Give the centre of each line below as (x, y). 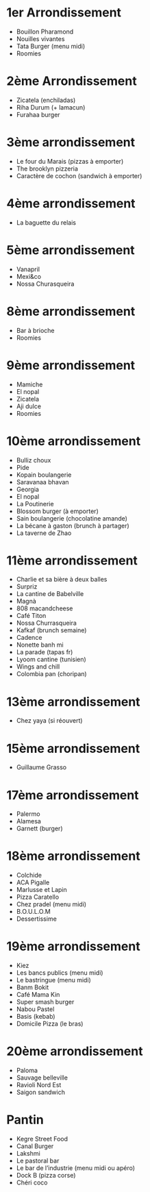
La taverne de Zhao (44, 533)
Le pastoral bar (38, 1160)
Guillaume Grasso (41, 767)
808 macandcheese (45, 608)
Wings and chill (38, 667)
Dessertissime (37, 919)
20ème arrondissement (75, 1051)
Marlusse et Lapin (42, 890)
